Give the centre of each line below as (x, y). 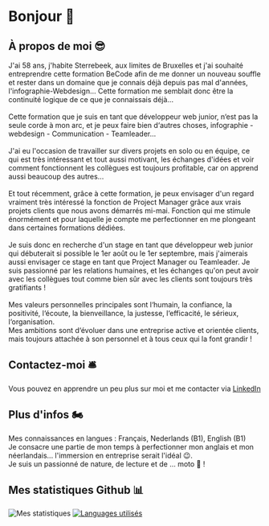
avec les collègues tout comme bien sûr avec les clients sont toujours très (130, 279)
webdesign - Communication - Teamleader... (82, 134)
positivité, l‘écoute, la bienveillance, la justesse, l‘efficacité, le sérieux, (124, 313)
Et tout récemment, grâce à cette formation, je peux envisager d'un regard (131, 193)
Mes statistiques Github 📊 (76, 490)
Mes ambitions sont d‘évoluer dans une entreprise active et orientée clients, (134, 330)
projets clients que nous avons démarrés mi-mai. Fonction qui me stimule (130, 211)
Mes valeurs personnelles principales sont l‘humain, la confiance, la (120, 304)
